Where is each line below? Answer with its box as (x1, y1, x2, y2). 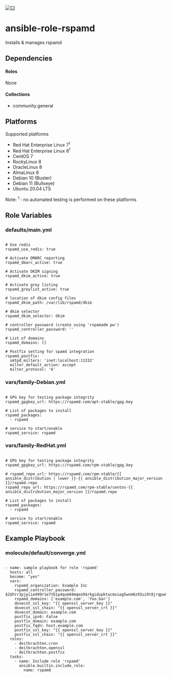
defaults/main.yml (5, 226, 52, 233)
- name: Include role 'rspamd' (14, 659, 81, 664)
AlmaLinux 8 (12, 169, 39, 175)
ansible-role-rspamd (5, 23, 95, 34)
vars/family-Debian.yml (5, 379, 66, 386)
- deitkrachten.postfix (14, 650, 65, 655)
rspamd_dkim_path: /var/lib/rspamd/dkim (5, 300, 93, 305)
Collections (5, 92, 31, 98)
